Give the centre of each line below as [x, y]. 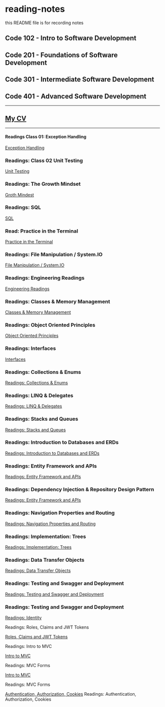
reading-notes [35, 9]
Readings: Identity [23, 617]
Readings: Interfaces [31, 348]
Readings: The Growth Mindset [43, 184]
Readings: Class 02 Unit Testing [44, 160]
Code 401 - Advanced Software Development [76, 96]
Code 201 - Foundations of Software [61, 55]
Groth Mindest [20, 195]
